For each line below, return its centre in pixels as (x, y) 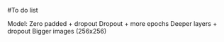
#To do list (23, 10)
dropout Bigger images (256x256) (57, 31)
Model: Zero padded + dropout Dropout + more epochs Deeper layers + (112, 23)
